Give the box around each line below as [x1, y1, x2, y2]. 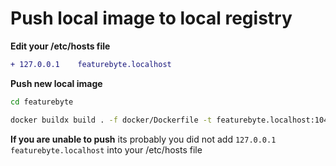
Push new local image [10, 77, 103, 89]
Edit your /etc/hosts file [10, 40, 111, 52]
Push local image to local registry [10, 7, 293, 30]
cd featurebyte [10, 97, 74, 107]
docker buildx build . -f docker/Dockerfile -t [10, 115, 213, 125]
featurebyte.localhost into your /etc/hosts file [10, 143, 203, 156]
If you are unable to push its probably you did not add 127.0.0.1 [10, 133, 277, 145]
